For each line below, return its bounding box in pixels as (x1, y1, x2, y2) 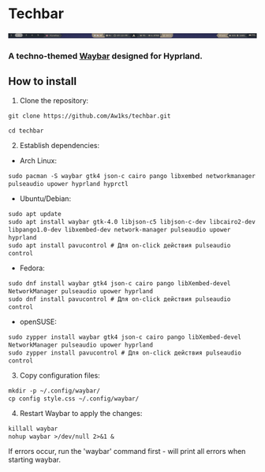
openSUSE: (19, 317, 58, 326)
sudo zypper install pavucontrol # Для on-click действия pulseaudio (8, 348, 242, 357)
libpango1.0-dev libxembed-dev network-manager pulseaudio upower (8, 225, 231, 233)
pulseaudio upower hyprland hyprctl (8, 180, 129, 188)
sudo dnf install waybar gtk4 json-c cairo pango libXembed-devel (8, 279, 231, 288)
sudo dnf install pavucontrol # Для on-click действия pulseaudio (8, 295, 231, 303)
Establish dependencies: (19, 140, 100, 150)
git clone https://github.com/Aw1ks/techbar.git (8, 112, 171, 120)
